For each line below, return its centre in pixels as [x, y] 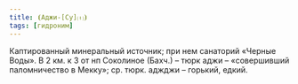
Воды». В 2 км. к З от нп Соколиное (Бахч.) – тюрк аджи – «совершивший [149, 60]
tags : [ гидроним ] [41, 26]
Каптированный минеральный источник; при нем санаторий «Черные [143, 50]
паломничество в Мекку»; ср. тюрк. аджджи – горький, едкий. [129, 69]
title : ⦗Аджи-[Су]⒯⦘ [49, 17]
